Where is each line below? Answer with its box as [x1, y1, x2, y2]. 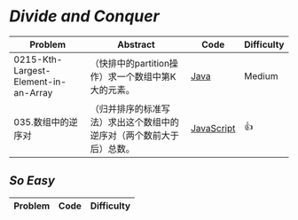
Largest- [13, 64, 51, 76]
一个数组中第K [116, 70, 176, 82]
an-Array [13, 86, 53, 98]
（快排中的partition [90, 57, 170, 69]
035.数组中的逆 [13, 115, 78, 128]
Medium [243, 69, 278, 82]
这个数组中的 [125, 115, 180, 128]
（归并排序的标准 [90, 102, 162, 114]
